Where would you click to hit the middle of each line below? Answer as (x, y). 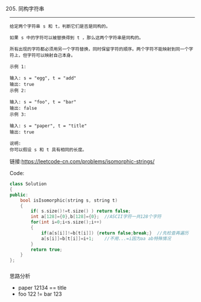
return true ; (47, 249)
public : (19, 195)
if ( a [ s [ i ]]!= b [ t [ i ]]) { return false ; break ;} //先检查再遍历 (115, 233)
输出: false (23, 108)
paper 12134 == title (42, 287)
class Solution (28, 184)
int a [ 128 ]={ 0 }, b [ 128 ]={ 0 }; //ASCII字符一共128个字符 (96, 217)
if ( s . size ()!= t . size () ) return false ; (81, 211)
